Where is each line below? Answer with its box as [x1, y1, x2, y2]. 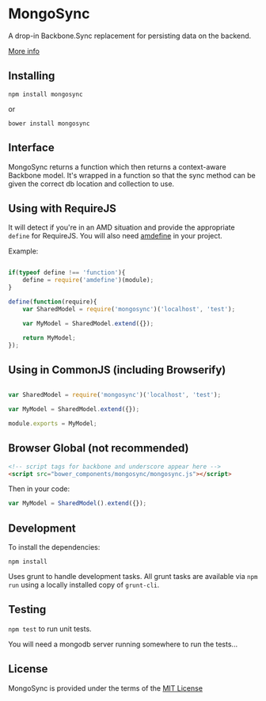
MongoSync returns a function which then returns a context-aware [8, 162, 227, 171]
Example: [8, 246, 39, 256]
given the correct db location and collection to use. [8, 179, 175, 189]
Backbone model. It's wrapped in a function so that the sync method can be [8, 170, 256, 180]
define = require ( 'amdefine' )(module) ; [22, 276, 154, 284]
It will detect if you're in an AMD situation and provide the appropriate [8, 223, 235, 232]
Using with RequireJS [8, 201, 117, 215]
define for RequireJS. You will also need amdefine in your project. [8, 231, 223, 241]
